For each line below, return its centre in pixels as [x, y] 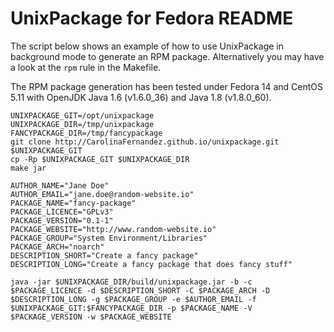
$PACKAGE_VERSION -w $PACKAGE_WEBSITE [91, 317]
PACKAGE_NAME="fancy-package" [73, 203]
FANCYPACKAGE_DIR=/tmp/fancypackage [86, 133]
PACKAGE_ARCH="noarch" [57, 247]
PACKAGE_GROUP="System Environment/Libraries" [109, 238]
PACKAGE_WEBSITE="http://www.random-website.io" [113, 229]
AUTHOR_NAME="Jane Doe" [60, 185]
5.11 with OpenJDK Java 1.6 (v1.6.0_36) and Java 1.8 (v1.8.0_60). [141, 97]
